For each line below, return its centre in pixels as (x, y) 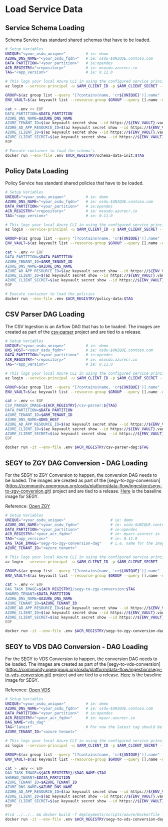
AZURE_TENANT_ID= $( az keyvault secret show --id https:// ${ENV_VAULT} (80, 123)
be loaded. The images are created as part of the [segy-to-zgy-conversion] (83, 480)
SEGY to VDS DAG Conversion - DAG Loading (77, 647)
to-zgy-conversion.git (27, 491)
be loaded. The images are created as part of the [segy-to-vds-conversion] (83, 664)
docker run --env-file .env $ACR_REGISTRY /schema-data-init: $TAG (74, 155)
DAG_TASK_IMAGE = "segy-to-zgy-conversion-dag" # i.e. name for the (79, 544)
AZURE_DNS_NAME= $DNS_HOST (32, 420)
